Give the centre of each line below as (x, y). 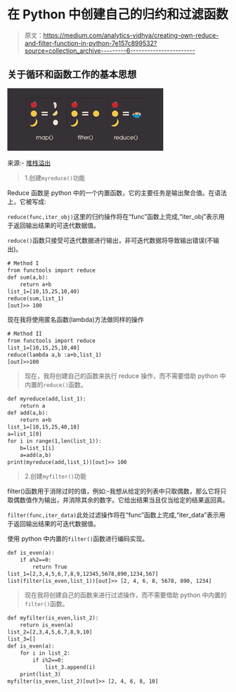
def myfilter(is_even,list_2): (53, 618)
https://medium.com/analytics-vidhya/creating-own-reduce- (131, 35)
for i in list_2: (45, 653)
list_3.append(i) (70, 667)
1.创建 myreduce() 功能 (55, 177)
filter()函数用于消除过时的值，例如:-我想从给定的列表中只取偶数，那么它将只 (117, 491)
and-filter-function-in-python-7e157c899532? (91, 43)
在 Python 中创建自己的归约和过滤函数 (118, 14)
